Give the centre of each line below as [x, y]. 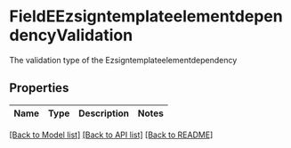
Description [104, 113]
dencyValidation [71, 35]
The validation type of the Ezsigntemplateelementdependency [123, 60]
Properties [39, 88]
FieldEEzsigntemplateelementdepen [146, 16]
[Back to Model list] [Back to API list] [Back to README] [111, 135]
